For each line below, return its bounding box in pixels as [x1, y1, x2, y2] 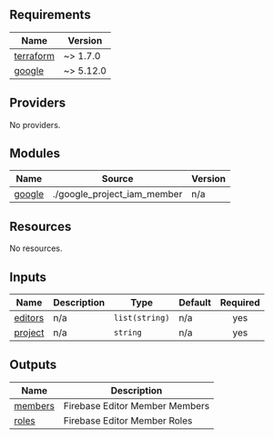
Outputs [9, 357, 57, 373]
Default [178, 296, 212, 309]
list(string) [113, 313, 170, 324]
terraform [14, 49, 56, 62]
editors [14, 312, 45, 324]
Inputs [9, 269, 47, 284]
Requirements [9, 7, 91, 23]
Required [219, 296, 261, 309]
